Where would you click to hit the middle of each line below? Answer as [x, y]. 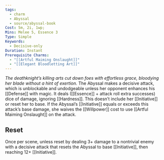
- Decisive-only [26, 46]
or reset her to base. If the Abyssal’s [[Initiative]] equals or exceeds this [77, 104]
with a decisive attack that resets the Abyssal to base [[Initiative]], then [77, 147]
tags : [11, 10]
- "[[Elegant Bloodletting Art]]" [45, 64]
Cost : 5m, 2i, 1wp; [25, 28]
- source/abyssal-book [33, 23]
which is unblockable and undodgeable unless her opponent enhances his [80, 89]
